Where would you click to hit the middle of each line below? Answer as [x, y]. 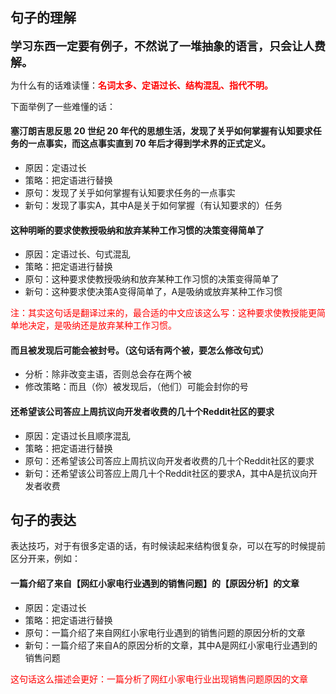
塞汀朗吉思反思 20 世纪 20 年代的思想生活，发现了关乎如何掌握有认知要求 [161, 131]
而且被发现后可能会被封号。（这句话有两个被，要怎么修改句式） [139, 350]
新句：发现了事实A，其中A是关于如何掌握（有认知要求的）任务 [153, 205]
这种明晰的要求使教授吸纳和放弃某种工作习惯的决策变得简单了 [137, 230]
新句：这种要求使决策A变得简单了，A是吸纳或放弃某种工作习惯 [153, 292]
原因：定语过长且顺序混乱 [77, 435]
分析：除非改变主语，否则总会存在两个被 [108, 374]
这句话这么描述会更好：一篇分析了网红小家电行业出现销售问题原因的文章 [159, 679]
